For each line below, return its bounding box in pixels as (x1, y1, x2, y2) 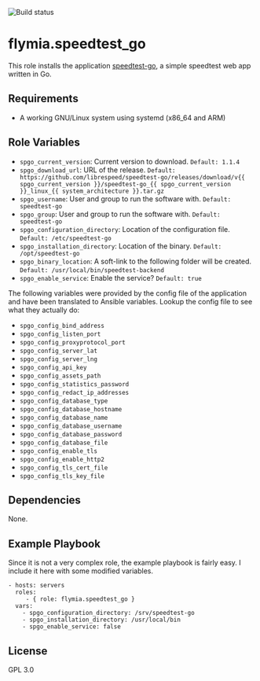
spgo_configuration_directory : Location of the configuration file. (19, 224, 230, 234)
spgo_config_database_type (19, 397, 108, 405)
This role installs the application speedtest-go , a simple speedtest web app (8, 61, 251, 70)
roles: (15, 588, 37, 597)
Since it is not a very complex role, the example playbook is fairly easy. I (8, 558, 241, 568)
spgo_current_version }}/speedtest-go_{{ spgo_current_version (19, 180, 232, 188)
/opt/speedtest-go (19, 249, 80, 257)
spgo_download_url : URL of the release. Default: (19, 165, 176, 175)
